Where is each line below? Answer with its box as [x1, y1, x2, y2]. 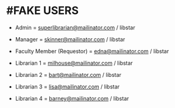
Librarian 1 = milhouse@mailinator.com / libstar [15, 59, 133, 67]
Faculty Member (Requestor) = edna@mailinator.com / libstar [15, 47, 170, 55]
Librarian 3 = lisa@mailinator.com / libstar [15, 83, 120, 90]
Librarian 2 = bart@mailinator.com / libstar [15, 71, 122, 78]
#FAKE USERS [6, 4, 79, 18]
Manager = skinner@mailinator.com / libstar [15, 35, 126, 43]
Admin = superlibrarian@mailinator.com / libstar [15, 24, 135, 31]
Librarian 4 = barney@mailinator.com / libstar [15, 95, 129, 102]
